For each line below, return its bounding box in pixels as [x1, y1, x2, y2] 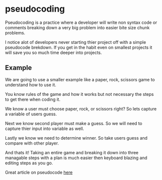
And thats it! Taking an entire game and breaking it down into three [5, 149, 139, 155]
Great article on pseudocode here [5, 169, 73, 175]
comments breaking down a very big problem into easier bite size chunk [5, 24, 150, 30]
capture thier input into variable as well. [5, 126, 84, 131]
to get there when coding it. [5, 96, 61, 102]
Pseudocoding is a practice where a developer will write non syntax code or [5, 19, 157, 25]
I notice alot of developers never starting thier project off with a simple [5, 39, 146, 45]
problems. [5, 30, 25, 36]
